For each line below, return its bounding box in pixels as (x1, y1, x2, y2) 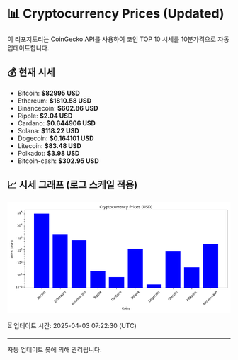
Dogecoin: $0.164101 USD (17, 134, 94, 142)
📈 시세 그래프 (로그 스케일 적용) (7, 179, 138, 191)
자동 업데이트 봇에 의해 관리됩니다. (7, 345, 102, 354)
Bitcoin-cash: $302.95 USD (17, 157, 99, 165)
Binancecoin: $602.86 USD (17, 103, 98, 112)
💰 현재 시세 (7, 67, 55, 79)
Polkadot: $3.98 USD (17, 149, 80, 157)
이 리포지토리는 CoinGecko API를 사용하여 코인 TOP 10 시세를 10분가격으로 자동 (7, 35, 229, 43)
